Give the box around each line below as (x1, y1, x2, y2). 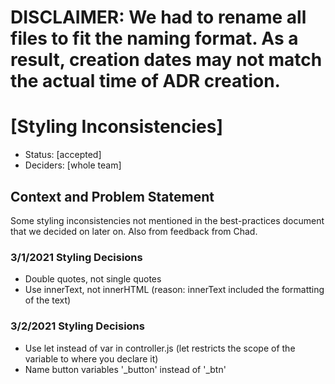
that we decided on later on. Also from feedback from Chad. (10, 225, 258, 237)
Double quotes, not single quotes (24, 273, 162, 285)
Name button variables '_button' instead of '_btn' (24, 363, 227, 375)
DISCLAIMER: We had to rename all (10, 6, 307, 29)
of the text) (24, 294, 72, 306)
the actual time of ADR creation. (10, 70, 281, 93)
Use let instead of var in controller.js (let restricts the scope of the (24, 342, 296, 354)
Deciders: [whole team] (24, 159, 122, 171)
